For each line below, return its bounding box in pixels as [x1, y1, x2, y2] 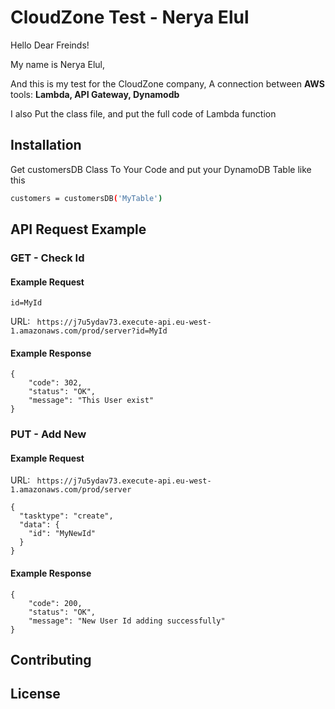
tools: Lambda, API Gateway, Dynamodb [10, 88, 180, 100]
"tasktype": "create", [19, 511, 114, 521]
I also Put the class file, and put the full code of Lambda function [10, 107, 277, 120]
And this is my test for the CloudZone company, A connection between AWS [10, 77, 325, 90]
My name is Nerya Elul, [10, 58, 106, 70]
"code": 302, [28, 378, 83, 388]
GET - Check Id [10, 251, 85, 265]
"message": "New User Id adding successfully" [28, 616, 226, 626]
